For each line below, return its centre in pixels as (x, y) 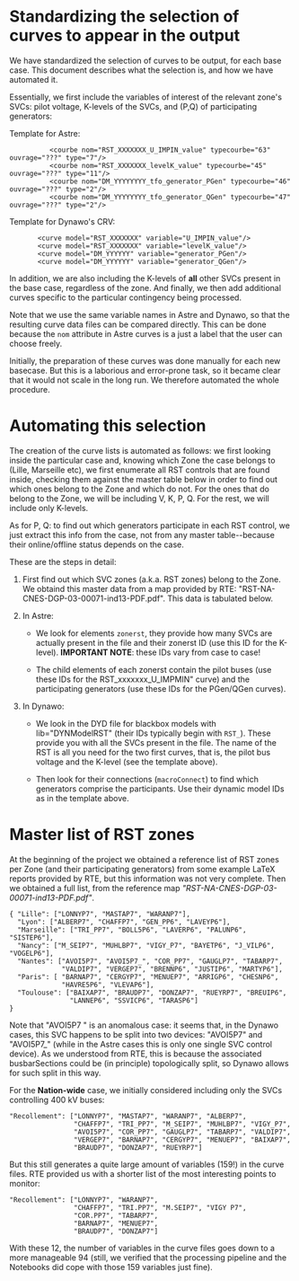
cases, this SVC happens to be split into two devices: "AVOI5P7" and (136, 1034)
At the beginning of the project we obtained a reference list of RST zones (145, 859)
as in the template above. (82, 798)
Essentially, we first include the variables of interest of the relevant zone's (146, 97)
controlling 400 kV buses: (57, 1100)
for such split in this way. (55, 1073)
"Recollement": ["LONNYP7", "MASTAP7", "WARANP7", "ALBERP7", (128, 1116)
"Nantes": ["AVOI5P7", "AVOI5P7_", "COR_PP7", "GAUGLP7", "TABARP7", (150, 961)
